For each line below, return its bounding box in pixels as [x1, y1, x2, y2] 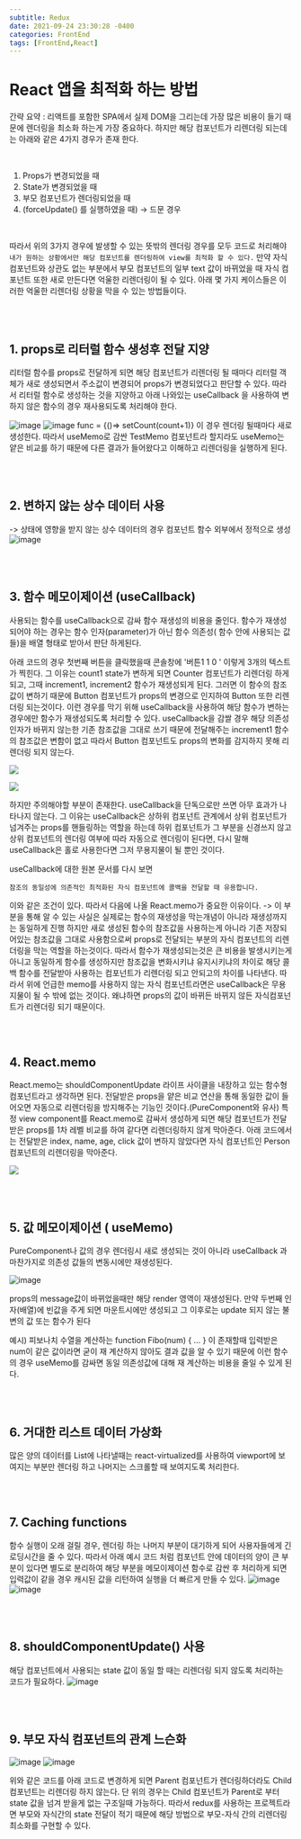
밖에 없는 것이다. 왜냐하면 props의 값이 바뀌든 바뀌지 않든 [52, 990, 253, 1000]
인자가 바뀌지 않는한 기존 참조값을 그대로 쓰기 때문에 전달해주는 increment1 [9, 723, 272, 734]
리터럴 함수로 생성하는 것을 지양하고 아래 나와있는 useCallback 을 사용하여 [18, 390, 280, 400]
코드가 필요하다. [9, 1675, 66, 1687]
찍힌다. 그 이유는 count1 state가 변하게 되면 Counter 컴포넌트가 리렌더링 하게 [18, 668, 290, 678]
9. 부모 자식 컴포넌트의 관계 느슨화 [9, 1732, 187, 1747]
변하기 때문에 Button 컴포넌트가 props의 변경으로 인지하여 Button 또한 [25, 690, 273, 701]
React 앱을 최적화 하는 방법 [9, 80, 199, 100]
